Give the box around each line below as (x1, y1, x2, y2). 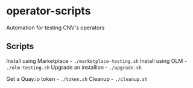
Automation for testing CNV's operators (6, 24, 105, 31)
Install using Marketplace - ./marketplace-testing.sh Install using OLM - (6, 57, 187, 64)
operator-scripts (6, 4, 92, 18)
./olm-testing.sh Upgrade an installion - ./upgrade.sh (6, 63, 142, 71)
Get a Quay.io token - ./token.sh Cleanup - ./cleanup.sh (6, 75, 148, 82)
